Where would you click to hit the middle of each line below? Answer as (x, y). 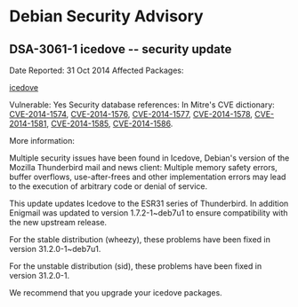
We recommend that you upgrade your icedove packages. (116, 293)
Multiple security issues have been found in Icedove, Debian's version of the (149, 158)
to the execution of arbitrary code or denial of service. (109, 186)
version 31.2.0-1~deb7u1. (55, 249)
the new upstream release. (58, 222)
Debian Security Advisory (106, 16)
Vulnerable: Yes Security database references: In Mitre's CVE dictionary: (142, 105)
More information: (42, 141)
